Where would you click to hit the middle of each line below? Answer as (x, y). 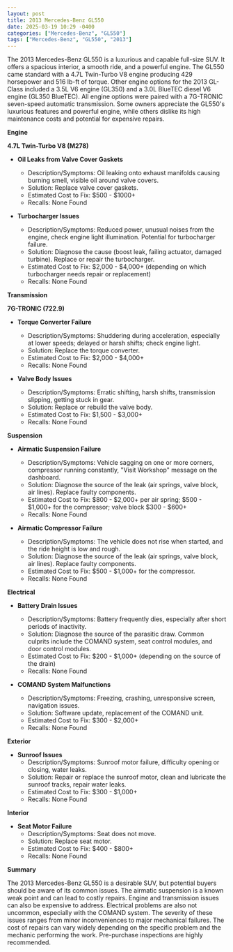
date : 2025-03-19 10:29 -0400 (51, 27)
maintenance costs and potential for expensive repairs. (86, 119)
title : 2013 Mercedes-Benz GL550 (56, 20)
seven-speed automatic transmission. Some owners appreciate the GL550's (116, 104)
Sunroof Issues (40, 755)
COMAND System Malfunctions (64, 685)
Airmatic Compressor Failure (60, 528)
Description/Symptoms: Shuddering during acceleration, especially (124, 336)
